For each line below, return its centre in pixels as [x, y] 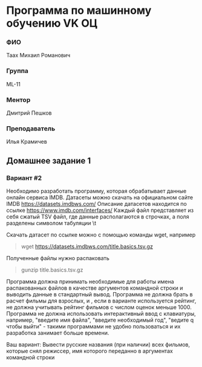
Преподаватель [31, 129]
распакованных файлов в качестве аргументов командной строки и [95, 288]
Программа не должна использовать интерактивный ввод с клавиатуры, [101, 314]
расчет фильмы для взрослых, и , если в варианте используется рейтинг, [101, 301]
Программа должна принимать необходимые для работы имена [90, 282]
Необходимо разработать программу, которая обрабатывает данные [96, 191]
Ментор [18, 100]
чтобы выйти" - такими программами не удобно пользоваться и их [93, 327]
